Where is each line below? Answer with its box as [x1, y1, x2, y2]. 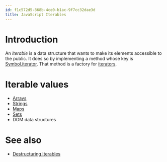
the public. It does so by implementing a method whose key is [5, 56, 133, 62]
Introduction [5, 34, 58, 45]
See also [5, 134, 42, 146]
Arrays [12, 95, 27, 101]
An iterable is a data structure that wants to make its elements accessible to [5, 50, 162, 56]
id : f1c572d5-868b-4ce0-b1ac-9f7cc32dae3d [5, 7, 96, 13]
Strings [12, 101, 28, 107]
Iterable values [5, 78, 69, 90]
